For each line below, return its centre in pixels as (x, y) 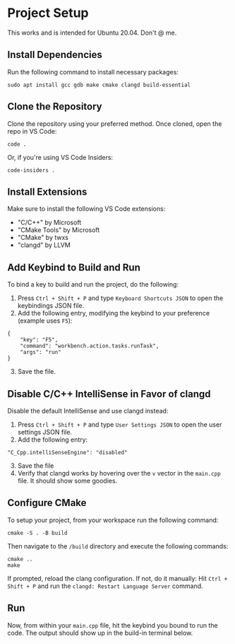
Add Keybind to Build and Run (74, 267)
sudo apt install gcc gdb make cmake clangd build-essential (99, 85)
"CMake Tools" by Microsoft (59, 230)
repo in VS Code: (32, 131)
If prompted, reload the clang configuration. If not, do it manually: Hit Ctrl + (117, 578)
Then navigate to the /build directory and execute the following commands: (118, 546)
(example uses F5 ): (45, 321)
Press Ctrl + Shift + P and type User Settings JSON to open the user (120, 425)
